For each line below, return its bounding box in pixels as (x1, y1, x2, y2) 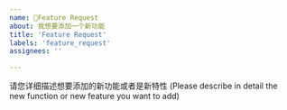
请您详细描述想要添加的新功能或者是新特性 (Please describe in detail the (9, 80, 278, 91)
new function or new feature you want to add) (9, 91, 181, 102)
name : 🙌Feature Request (9, 13, 99, 23)
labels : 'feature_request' (9, 38, 111, 48)
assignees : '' (9, 47, 63, 56)
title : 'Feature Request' (9, 30, 106, 39)
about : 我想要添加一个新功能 (9, 22, 106, 31)
